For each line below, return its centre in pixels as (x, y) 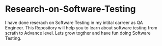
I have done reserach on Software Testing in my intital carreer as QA (74, 23)
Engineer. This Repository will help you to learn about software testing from (81, 27)
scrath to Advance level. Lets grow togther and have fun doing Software (78, 33)
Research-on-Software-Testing (70, 9)
